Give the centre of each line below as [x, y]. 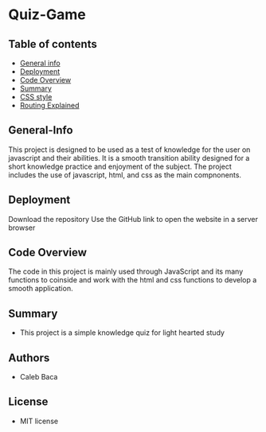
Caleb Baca [39, 377]
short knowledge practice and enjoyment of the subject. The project [120, 166]
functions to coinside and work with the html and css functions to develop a [133, 280]
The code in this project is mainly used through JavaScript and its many [126, 271]
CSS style [36, 97]
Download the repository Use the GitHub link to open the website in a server [133, 219]
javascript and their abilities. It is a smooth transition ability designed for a [129, 158]
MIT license [39, 421]
